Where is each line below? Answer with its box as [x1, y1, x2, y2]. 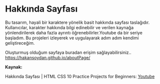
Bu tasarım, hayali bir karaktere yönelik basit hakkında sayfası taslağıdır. [5, 19, 150, 25]
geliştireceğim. [5, 40, 35, 46]
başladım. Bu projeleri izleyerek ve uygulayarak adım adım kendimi [5, 35, 139, 41]
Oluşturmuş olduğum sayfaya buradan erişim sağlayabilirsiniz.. [5, 50, 132, 55]
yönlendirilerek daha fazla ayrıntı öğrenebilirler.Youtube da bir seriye [5, 30, 143, 35]
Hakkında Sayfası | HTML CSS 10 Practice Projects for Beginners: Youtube [5, 73, 155, 79]
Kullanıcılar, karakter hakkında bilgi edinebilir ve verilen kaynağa [5, 24, 134, 30]
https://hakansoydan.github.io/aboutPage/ [5, 54, 91, 60]
